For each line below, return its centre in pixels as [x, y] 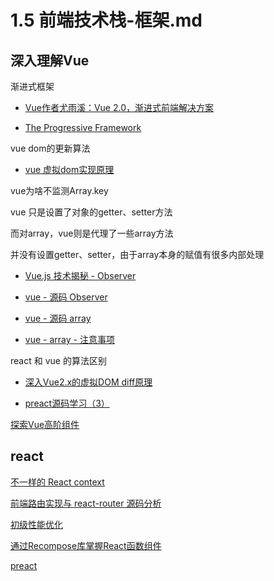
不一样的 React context [57, 482]
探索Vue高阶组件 [45, 424]
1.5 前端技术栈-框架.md [106, 20]
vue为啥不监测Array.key [59, 190]
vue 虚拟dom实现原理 [69, 169]
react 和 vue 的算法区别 [58, 360]
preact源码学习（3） [67, 403]
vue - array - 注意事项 [69, 339]
